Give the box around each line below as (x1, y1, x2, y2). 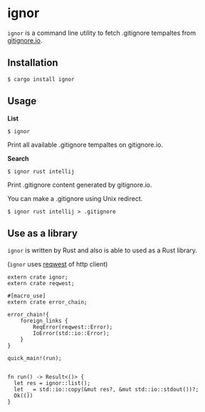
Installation (7, 57, 58, 69)
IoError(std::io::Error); (33, 330, 110, 337)
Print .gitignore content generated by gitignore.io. (7, 180, 152, 189)
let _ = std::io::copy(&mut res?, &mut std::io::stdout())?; (14, 386, 199, 393)
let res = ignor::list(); (14, 380, 91, 387)
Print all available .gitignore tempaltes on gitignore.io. (7, 140, 164, 149)
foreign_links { (20, 317, 69, 325)
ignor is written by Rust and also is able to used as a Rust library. (7, 246, 198, 254)
